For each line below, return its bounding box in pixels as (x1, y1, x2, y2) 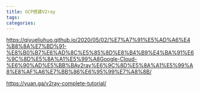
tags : (6, 14, 20, 20)
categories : (6, 20, 36, 26)
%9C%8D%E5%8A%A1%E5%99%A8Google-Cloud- (6, 55, 138, 63)
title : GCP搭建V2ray (6, 8, 56, 15)
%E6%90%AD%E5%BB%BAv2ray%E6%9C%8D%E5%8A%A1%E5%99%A (6, 62, 193, 69)
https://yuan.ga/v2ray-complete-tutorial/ (6, 80, 107, 87)
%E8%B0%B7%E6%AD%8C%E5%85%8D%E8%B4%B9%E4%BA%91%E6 (6, 49, 195, 56)
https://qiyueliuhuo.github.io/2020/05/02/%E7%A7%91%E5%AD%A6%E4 (6, 37, 190, 44)
